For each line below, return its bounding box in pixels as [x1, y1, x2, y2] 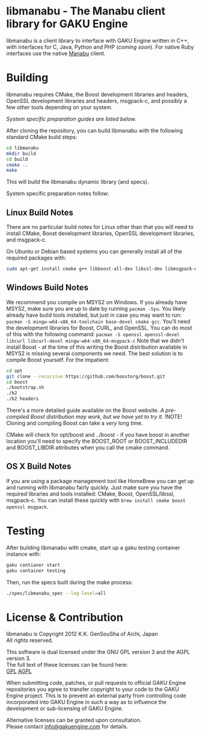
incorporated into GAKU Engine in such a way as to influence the [6, 699, 167, 706]
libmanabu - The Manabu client [6, 4, 165, 18]
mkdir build [6, 151, 36, 157]
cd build [6, 156, 28, 162]
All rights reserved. [6, 637, 54, 644]
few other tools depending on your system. [6, 104, 113, 111]
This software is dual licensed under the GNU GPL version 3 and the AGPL [6, 649, 191, 656]
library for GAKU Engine [6, 17, 128, 31]
